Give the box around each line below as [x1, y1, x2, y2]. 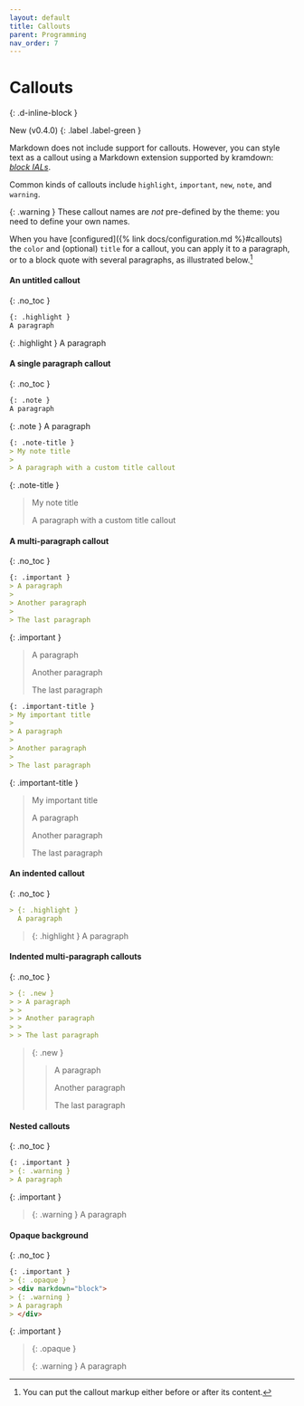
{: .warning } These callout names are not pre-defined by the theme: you [9, 206, 280, 217]
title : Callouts [9, 22, 71, 31]
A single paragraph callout [9, 359, 111, 369]
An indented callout [9, 868, 85, 879]
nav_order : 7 [9, 38, 59, 48]
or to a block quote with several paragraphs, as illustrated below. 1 [9, 253, 253, 265]
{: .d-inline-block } [9, 108, 79, 119]
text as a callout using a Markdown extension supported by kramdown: [9, 152, 274, 163]
